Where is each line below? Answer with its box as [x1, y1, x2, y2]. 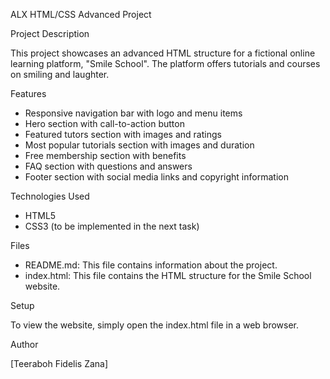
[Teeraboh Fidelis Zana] [10, 358, 109, 369]
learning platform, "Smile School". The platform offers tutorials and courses [10, 58, 321, 69]
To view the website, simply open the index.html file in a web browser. [10, 319, 300, 331]
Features [10, 88, 47, 99]
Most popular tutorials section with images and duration [24, 139, 255, 151]
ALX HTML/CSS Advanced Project [10, 9, 152, 20]
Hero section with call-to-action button [24, 118, 185, 129]
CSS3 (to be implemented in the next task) [24, 220, 200, 232]
